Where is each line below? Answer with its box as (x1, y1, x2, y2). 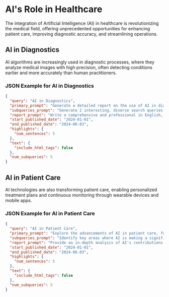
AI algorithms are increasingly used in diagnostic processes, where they (5, 59, 155, 65)
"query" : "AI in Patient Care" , (10, 226, 78, 231)
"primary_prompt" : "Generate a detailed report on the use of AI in (10, 103, 156, 108)
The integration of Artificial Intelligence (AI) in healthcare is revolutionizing (5, 20, 159, 26)
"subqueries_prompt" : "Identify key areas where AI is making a (10, 235, 147, 241)
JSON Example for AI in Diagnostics (5, 82, 94, 89)
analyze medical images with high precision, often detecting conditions (5, 64, 152, 70)
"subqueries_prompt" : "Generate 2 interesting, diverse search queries (10, 107, 163, 113)
